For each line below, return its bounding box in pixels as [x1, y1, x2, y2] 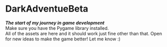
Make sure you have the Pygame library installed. [5, 25, 109, 31]
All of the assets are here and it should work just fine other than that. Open [5, 30, 162, 36]
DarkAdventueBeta [5, 3, 88, 15]
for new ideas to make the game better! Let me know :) [5, 36, 121, 42]
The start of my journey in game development [5, 20, 105, 26]
